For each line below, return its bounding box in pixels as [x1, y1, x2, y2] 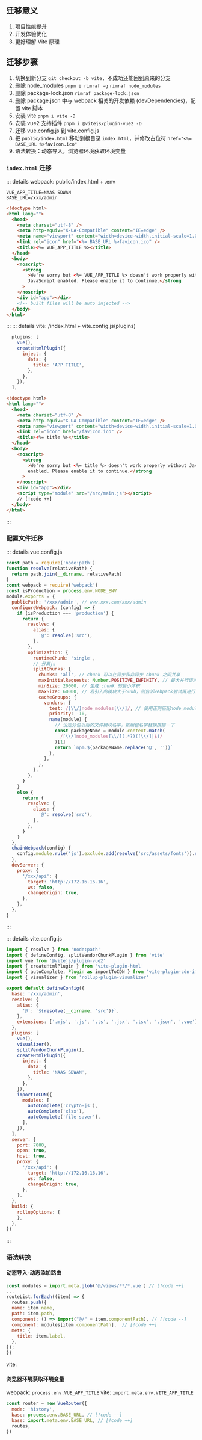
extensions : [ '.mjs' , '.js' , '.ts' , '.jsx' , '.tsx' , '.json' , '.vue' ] [17, 1019, 198, 1025]
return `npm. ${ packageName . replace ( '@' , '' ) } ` [54, 744, 173, 750]
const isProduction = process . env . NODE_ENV [6, 588, 117, 594]
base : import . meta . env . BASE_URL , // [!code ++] [11, 1417, 133, 1423]
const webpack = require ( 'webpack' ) [6, 582, 98, 589]
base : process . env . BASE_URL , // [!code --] [11, 1412, 122, 1418]
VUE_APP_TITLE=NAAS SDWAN [6, 189, 71, 196]
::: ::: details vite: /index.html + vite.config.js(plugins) [6, 323, 136, 330]
